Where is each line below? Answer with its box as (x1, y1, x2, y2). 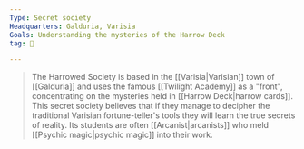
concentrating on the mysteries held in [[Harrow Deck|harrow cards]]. (31, 91, 293, 102)
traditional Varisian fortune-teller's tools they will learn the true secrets (31, 110, 296, 121)
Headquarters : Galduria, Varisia (9, 22, 136, 31)
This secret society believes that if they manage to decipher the (31, 101, 270, 112)
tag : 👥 (9, 38, 34, 48)
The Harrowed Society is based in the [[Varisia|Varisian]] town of (31, 72, 275, 83)
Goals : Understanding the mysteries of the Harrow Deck (9, 30, 225, 39)
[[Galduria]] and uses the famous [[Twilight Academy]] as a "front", (31, 81, 283, 92)
